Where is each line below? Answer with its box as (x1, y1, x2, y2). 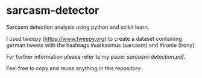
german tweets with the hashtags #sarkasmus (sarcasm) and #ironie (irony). (6, 41, 197, 49)
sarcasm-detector (6, 4, 99, 17)
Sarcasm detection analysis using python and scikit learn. (6, 23, 150, 31)
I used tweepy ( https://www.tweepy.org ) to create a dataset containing (6, 35, 182, 42)
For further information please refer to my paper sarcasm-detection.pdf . (6, 53, 186, 60)
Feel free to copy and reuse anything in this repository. (6, 64, 142, 72)
